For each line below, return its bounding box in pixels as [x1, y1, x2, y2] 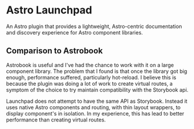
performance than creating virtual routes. [6, 116, 106, 123]
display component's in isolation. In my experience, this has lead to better [6, 110, 185, 117]
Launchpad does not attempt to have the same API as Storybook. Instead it [6, 97, 188, 104]
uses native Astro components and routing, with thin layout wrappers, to [6, 103, 181, 111]
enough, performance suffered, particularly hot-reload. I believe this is [6, 74, 176, 81]
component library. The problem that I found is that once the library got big [6, 68, 188, 75]
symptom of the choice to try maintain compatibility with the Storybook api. [6, 86, 189, 93]
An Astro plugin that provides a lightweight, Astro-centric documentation [6, 23, 182, 30]
